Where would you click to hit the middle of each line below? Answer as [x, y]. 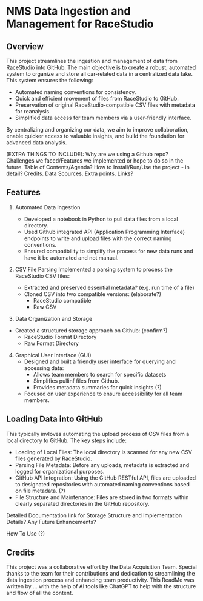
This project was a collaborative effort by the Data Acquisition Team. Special [101, 567]
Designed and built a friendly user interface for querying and [100, 361]
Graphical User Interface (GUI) [53, 355]
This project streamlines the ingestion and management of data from [92, 61]
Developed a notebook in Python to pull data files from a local [101, 219]
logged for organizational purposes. [60, 471]
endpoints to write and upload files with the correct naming [98, 238]
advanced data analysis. [37, 143]
